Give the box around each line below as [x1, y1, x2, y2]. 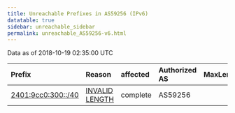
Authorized [158, 66, 197, 75]
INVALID [85, 86, 113, 96]
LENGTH [85, 95, 114, 105]
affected [120, 70, 150, 80]
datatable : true [7, 17, 55, 24]
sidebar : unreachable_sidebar [7, 23, 96, 30]
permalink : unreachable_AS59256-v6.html [7, 29, 127, 37]
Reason [85, 70, 112, 80]
